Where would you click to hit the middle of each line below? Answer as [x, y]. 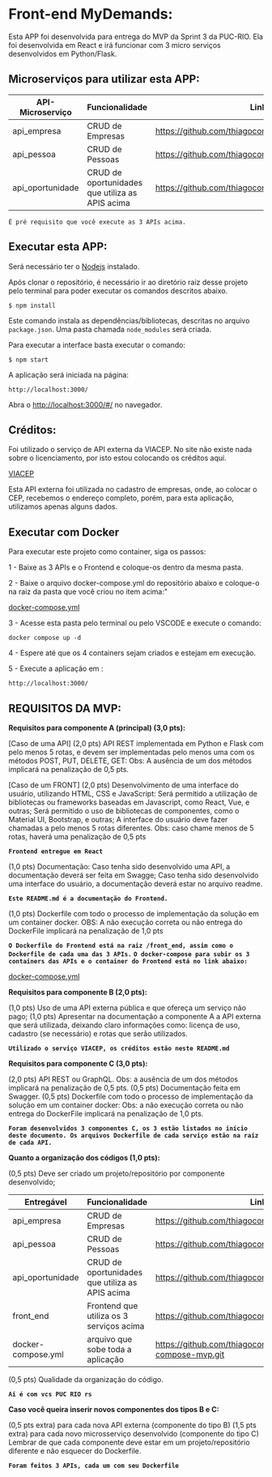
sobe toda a [109, 1349]
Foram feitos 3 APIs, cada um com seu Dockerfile [94, 1466]
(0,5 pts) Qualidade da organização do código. [86, 1379]
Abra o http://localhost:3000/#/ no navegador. [85, 404]
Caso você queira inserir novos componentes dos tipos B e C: [114, 1409]
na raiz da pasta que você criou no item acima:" [88, 591]
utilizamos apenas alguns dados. [63, 506]
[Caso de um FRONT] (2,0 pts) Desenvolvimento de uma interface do [123, 785]
